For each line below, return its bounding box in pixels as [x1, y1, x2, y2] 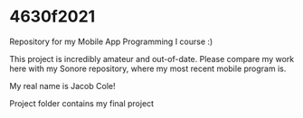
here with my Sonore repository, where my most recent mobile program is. [9, 63, 287, 74]
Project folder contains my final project [9, 97, 155, 109]
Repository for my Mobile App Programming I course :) [9, 36, 213, 47]
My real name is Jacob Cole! [9, 80, 116, 91]
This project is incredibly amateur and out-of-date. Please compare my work [9, 53, 295, 64]
